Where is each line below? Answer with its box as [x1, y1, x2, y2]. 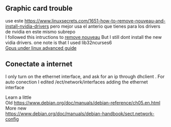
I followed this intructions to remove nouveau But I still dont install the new [5, 34, 162, 40]
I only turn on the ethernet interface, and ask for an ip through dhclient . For [5, 73, 165, 79]
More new [5, 105, 27, 111]
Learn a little [5, 94, 32, 100]
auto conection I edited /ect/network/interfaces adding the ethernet [5, 79, 148, 85]
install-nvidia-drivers [5, 23, 50, 29]
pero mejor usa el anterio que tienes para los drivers [50, 23, 160, 29]
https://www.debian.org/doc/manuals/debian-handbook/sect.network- [5, 110, 155, 117]
